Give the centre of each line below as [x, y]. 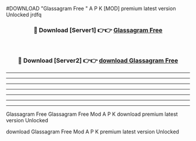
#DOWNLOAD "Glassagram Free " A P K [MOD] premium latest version [91, 8]
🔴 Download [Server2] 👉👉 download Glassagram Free [98, 61]
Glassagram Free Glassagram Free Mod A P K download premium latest [92, 114]
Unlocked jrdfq [24, 15]
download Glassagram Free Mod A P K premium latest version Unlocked [93, 132]
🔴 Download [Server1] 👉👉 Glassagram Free [98, 30]
